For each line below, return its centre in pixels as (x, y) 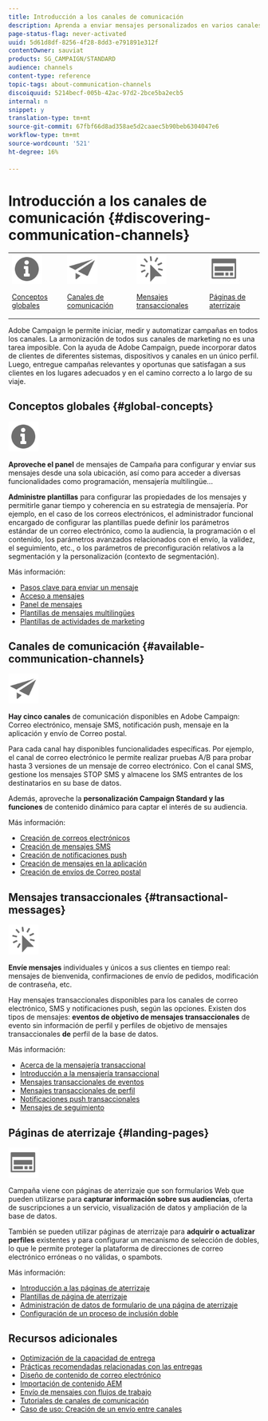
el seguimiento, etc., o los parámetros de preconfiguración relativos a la (126, 547)
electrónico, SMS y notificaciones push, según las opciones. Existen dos (128, 1009)
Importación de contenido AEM (71, 1383)
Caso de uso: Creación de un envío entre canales (100, 1409)
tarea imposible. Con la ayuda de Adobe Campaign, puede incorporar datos (132, 347)
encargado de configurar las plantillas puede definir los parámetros (119, 522)
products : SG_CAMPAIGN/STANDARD (62, 59)
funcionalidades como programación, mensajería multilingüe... (111, 481)
